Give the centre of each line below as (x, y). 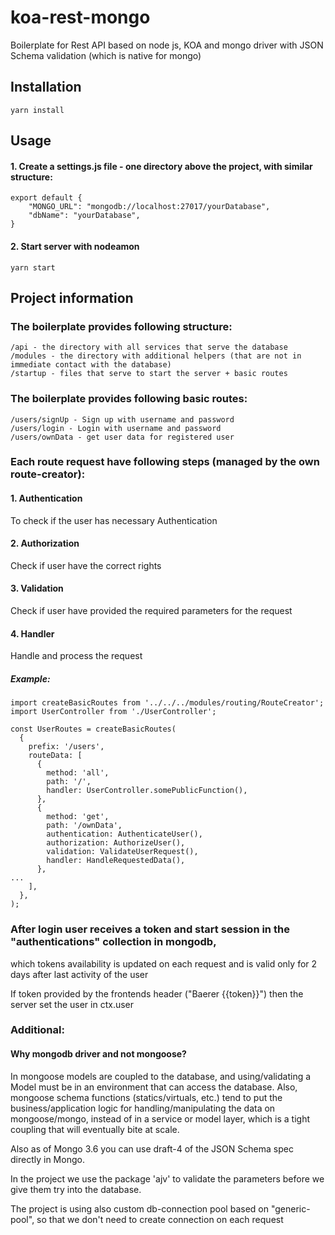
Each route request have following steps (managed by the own (165, 462)
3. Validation (37, 588)
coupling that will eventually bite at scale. (95, 1129)
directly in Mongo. (47, 1159)
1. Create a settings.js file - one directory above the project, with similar (161, 166)
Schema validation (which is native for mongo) (106, 55)
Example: (30, 678)
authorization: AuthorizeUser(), (116, 843)
